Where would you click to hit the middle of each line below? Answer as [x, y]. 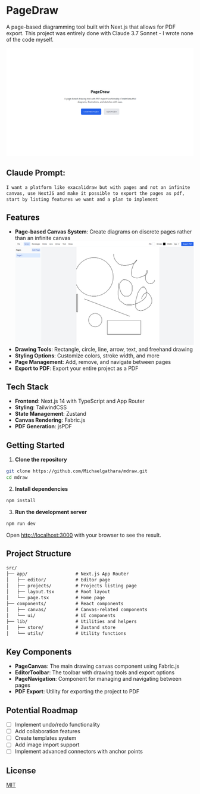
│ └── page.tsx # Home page [56, 598]
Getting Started [35, 445]
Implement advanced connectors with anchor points [79, 752]
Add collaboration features [47, 731]
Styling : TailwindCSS [41, 407]
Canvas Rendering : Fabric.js [50, 420]
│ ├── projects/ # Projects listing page [71, 586]
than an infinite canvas [43, 238]
